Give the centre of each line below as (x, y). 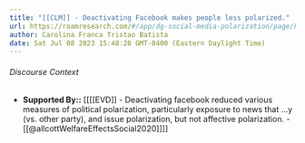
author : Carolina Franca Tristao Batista (89, 34)
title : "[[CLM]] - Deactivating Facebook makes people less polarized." (150, 18)
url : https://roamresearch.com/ (70, 26)
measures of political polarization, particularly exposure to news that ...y (157, 110)
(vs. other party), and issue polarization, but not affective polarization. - (156, 119)
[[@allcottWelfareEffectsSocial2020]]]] (95, 129)
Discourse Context (44, 71)
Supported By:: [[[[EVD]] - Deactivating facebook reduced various (148, 100)
